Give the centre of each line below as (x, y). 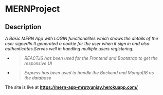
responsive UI (38, 63)
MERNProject (32, 9)
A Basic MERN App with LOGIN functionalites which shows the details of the (81, 38)
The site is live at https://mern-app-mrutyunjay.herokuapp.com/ (71, 87)
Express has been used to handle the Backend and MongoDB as (89, 73)
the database (38, 78)
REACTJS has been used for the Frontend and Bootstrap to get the (91, 58)
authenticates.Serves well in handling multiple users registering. (69, 49)
